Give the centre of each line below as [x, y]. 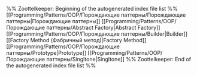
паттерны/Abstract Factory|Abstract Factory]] [103, 27]
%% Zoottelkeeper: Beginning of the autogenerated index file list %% [92, 9]
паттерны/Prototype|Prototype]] [46, 53]
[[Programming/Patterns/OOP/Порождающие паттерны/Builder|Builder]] [97, 34]
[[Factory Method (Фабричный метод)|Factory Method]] [76, 40]
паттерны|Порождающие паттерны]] [53, 21]
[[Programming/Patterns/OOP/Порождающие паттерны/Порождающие [96, 15]
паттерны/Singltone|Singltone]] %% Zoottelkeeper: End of [119, 59]
